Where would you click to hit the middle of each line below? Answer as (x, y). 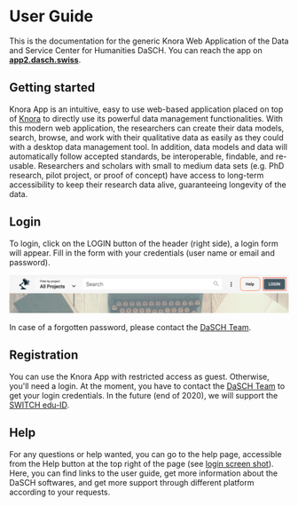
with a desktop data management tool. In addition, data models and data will (149, 146)
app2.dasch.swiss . (45, 59)
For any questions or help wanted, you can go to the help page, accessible (145, 454)
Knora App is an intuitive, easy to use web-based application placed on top (146, 109)
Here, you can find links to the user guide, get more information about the (144, 473)
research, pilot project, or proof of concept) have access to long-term (137, 175)
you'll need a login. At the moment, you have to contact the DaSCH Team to (147, 386)
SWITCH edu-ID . (39, 405)
